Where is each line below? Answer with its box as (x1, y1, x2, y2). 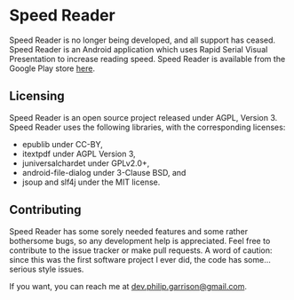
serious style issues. (9, 264, 84, 274)
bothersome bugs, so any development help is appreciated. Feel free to (9, 235, 271, 246)
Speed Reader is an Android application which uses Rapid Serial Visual (9, 43, 268, 54)
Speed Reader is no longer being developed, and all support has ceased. (9, 35, 276, 45)
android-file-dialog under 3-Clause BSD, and (21, 167, 187, 178)
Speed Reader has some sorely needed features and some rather (9, 225, 249, 236)
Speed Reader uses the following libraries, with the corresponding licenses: (9, 122, 286, 132)
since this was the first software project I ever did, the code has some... (9, 254, 271, 264)
